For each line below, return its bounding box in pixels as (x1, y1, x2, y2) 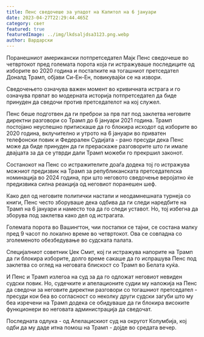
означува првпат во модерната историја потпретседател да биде (6, 92, 177, 99)
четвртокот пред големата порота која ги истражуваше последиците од (6, 60, 195, 68)
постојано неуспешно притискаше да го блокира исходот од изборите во (6, 123, 198, 130)
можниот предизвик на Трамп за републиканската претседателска (6, 167, 183, 175)
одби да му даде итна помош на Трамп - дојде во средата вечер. (6, 324, 177, 331)
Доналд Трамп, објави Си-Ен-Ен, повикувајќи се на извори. (6, 74, 163, 81)
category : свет (6, 20, 45, 26)
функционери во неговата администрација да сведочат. (6, 306, 152, 313)
